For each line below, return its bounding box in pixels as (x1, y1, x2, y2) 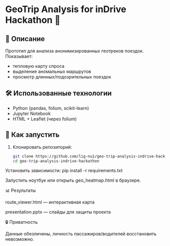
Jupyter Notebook (12, 110, 51, 116)
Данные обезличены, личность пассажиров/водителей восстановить (5, 231, 157, 237)
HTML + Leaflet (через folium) (12, 115, 77, 122)
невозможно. (5, 236, 35, 242)
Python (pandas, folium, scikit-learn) (12, 105, 89, 111)
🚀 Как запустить (5, 131, 60, 139)
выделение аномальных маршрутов (12, 68, 91, 74)
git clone (12, 153, 34, 159)
